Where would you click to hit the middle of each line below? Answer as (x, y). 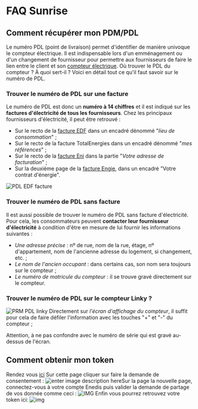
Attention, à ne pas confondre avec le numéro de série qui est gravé (89, 335)
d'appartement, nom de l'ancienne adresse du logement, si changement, (103, 251)
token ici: (17, 400)
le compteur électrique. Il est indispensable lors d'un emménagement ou (94, 53)
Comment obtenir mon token (60, 360)
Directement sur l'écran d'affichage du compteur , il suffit (118, 311)
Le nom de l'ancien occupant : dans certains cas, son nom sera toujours (103, 264)
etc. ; (21, 258)
